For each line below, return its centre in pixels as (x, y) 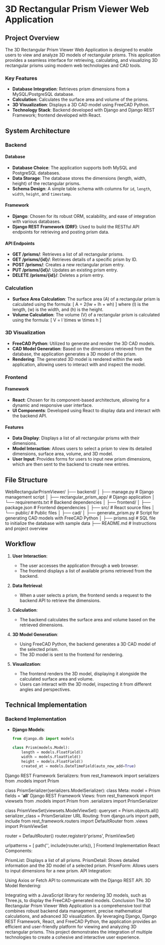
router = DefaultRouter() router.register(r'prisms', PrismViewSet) (70, 836)
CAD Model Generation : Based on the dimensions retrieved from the (82, 348)
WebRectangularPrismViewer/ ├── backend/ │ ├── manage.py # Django (80, 492)
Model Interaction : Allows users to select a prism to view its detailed (82, 449)
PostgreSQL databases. (36, 173)
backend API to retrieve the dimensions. (60, 600)
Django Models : (29, 730)
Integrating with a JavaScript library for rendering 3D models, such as (76, 895)
